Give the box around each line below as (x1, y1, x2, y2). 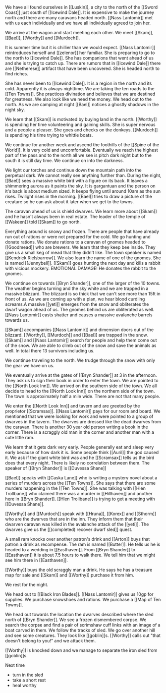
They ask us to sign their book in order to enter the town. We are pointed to (5, 378, 159, 383)
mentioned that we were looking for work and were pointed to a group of (5, 413, 154, 419)
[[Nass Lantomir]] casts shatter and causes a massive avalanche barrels (5, 312, 153, 318)
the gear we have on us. (5, 363, 55, 368)
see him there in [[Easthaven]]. (5, 557, 68, 563)
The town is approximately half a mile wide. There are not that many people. (5, 394, 161, 399)
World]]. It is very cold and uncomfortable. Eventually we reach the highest (5, 147, 158, 153)
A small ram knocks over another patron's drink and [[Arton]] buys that (5, 536, 150, 542)
